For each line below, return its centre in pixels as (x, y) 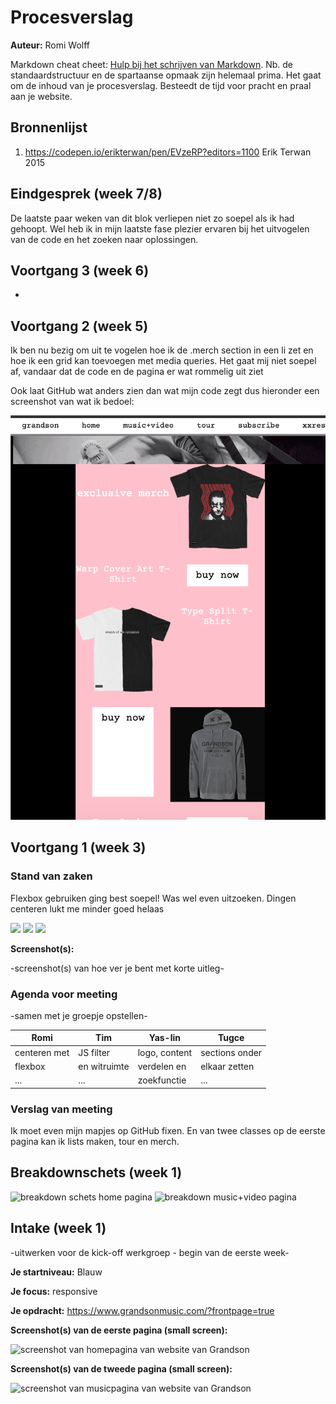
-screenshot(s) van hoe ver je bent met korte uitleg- (117, 968)
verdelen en (162, 1066)
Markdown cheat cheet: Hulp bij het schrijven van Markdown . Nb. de (151, 64)
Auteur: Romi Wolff (50, 45)
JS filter (94, 1052)
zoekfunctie (162, 1080)
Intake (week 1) (58, 1228)
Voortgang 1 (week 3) (78, 847)
